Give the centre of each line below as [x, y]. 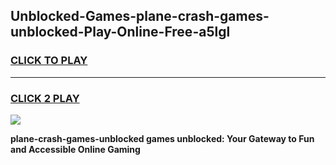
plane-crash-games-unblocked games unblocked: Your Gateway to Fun [162, 138]
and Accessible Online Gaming [75, 149]
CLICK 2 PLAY [45, 98]
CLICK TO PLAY [49, 61]
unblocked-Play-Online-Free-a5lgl [120, 32]
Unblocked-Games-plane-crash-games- [140, 16]
